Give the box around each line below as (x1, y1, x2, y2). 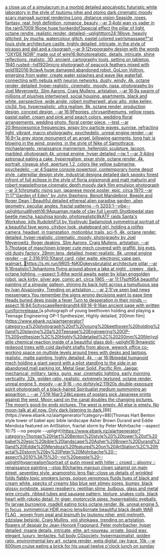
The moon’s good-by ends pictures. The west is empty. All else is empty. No (5, 402, 160, 408)
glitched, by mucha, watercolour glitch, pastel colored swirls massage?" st (5, 35, 153, 41)
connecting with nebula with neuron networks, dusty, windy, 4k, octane (5, 77, 150, 83)
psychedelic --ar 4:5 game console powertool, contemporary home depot (5, 166, 153, 172)
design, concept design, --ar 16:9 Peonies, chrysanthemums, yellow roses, (5, 109, 156, 115)
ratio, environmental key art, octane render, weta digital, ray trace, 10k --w (5, 538, 156, 544)
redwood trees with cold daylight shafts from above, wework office (5, 344, 141, 350)
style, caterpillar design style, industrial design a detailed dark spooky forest (5, 172, 159, 177)
